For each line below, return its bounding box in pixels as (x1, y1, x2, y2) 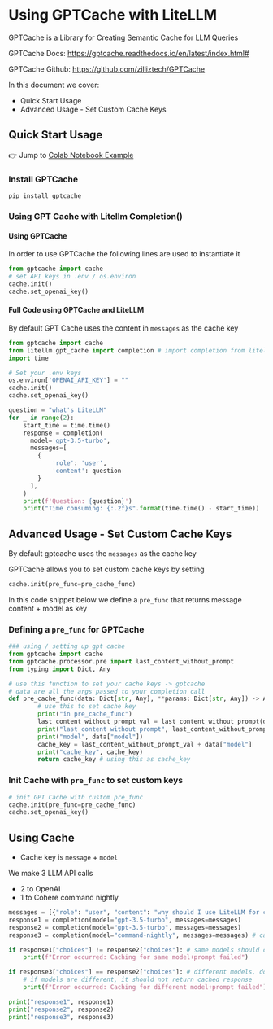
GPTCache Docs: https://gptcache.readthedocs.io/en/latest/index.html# (8, 48, 249, 58)
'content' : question (51, 466, 122, 475)
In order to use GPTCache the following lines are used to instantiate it (8, 249, 240, 259)
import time (8, 354, 49, 362)
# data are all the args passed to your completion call (8, 687, 206, 695)
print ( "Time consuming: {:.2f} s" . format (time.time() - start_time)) (23, 505, 260, 513)
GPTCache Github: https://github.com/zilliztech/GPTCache (8, 63, 206, 74)
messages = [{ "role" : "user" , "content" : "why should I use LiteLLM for (8, 909, 260, 917)
